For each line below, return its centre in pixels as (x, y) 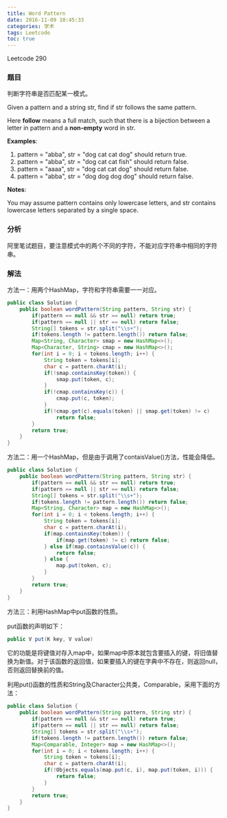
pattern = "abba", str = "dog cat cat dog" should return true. (102, 154)
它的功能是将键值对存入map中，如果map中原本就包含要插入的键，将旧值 (110, 653)
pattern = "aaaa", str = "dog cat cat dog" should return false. (103, 169)
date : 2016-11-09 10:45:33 (46, 20)
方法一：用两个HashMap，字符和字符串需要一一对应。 (84, 290)
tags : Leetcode (29, 33)
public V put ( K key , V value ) (50, 639)
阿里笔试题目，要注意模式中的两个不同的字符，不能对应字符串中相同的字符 (112, 245)
